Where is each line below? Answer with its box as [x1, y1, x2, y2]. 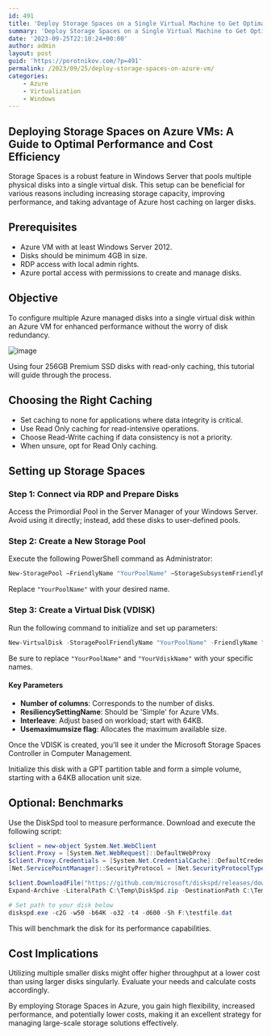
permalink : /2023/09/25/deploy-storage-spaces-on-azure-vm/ [8, 65, 215, 73]
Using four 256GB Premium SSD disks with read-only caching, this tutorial [8, 361, 255, 371]
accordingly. [8, 985, 50, 996]
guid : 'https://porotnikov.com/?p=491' [8, 57, 143, 66]
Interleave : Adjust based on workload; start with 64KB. [19, 715, 204, 725]
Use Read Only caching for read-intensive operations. [19, 423, 199, 433]
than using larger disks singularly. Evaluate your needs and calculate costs [8, 977, 256, 987]
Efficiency [8, 150, 60, 163]
